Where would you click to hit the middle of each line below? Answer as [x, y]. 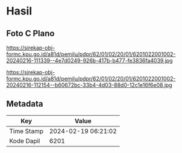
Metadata [25, 104]
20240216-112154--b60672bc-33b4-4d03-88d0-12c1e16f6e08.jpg [89, 85]
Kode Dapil [25, 141]
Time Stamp [27, 131]
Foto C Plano [30, 33]
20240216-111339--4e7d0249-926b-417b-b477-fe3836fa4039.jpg [89, 61]
